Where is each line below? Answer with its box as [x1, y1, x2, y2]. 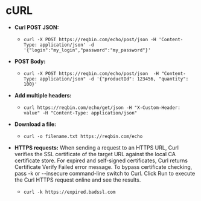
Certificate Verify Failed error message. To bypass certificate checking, [14, 163, 193, 170]
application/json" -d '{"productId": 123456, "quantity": [39, 76, 189, 82]
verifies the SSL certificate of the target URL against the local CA [14, 150, 176, 157]
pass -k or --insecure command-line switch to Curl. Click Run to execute [14, 170, 196, 177]
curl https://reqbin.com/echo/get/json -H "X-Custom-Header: [23, 104, 180, 111]
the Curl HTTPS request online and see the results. [14, 176, 141, 183]
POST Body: [14, 58, 46, 65]
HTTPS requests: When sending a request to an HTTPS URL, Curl [14, 143, 179, 151]
